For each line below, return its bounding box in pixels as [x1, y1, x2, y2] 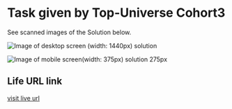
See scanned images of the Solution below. [7, 28, 132, 36]
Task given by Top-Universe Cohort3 [7, 5, 226, 21]
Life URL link [7, 75, 63, 87]
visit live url [7, 94, 40, 102]
